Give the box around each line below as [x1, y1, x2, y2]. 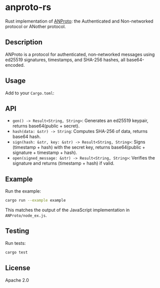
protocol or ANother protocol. [5, 23, 66, 29]
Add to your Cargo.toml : [5, 90, 54, 96]
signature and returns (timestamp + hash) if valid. [12, 160, 114, 167]
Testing [5, 227, 29, 235]
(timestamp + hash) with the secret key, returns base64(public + [12, 145, 145, 151]
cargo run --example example [5, 198, 66, 203]
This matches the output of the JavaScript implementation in [5, 207, 130, 213]
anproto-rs [5, 2, 51, 13]
